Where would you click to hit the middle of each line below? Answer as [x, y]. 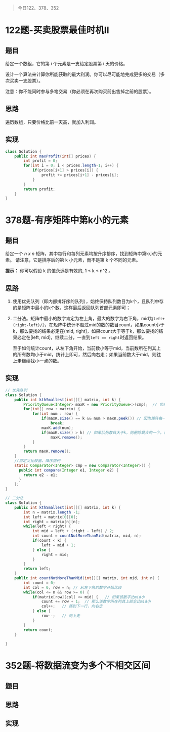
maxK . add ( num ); [57, 428]
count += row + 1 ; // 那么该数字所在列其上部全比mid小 [96, 601]
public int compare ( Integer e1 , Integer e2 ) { [69, 470]
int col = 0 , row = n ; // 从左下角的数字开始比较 [73, 587]
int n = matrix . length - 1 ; [52, 512]
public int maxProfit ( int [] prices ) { [55, 156]
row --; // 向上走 [61, 616]
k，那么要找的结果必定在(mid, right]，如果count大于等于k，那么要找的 [86, 331]
